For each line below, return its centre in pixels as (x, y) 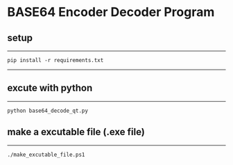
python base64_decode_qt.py (48, 111)
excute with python (50, 88)
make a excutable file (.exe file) (76, 132)
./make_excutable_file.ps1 (46, 155)
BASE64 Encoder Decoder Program (111, 12)
